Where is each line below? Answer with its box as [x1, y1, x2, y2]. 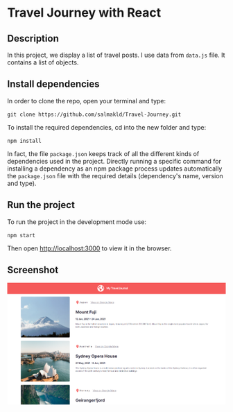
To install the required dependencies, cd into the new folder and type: [7, 123, 207, 131]
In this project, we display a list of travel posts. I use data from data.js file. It [7, 51, 225, 59]
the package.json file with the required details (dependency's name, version [7, 171, 223, 180]
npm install [7, 137, 42, 144]
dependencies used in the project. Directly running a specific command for [7, 157, 222, 165]
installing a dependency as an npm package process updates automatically [7, 164, 223, 173]
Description [7, 33, 59, 44]
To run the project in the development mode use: [7, 217, 147, 226]
